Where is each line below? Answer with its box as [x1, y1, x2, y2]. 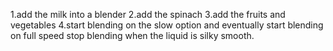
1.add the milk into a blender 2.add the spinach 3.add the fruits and [10, 9, 286, 20]
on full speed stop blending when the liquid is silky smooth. [10, 30, 255, 41]
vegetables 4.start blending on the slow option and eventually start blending [10, 19, 324, 31]
